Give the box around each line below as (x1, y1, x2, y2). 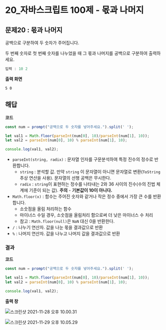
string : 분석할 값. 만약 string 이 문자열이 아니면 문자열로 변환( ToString (19, 169, 161, 175)
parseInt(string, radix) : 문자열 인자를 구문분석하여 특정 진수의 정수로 (12, 156, 154, 162)
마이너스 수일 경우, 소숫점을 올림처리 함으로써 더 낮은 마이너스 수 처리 (19, 212, 154, 218)
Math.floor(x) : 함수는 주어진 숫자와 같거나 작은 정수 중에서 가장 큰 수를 (12, 193, 152, 199)
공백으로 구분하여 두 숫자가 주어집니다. (5, 40, 79, 46)
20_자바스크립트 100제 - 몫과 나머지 (5, 4, 144, 16)
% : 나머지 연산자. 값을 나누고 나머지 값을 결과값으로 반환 (12, 231, 120, 236)
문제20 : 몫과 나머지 (5, 26, 63, 34)
